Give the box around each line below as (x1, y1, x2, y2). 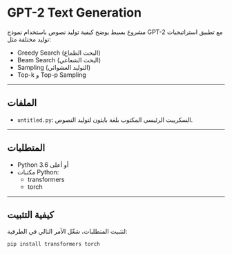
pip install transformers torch (7, 241, 100, 248)
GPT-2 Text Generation (7, 5, 142, 21)
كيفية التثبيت (7, 209, 54, 221)
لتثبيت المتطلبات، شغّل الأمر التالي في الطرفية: (7, 227, 128, 236)
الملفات (7, 97, 37, 109)
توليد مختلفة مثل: (7, 35, 52, 43)
